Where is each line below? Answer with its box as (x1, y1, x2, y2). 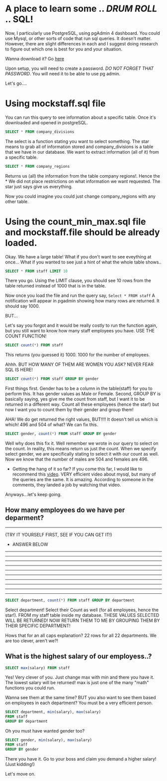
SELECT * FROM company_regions (5, 164, 70, 169)
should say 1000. (5, 303, 40, 309)
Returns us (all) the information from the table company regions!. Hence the (5, 173, 160, 179)
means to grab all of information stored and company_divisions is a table (5, 143, 154, 150)
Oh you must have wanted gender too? (5, 728, 85, 734)
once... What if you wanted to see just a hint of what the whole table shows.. (5, 259, 162, 265)
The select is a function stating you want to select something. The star (5, 138, 150, 144)
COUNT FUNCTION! (5, 333, 47, 339)
